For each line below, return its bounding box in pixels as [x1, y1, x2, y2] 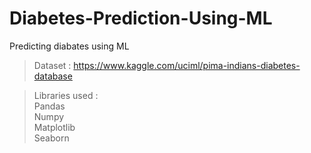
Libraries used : [33, 89, 99, 101]
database [33, 70, 73, 82]
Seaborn [33, 132, 70, 144]
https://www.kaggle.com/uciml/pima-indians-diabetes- [73, 59, 301, 71]
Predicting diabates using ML [9, 40, 130, 52]
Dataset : [33, 59, 72, 71]
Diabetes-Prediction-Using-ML [9, 7, 273, 30]
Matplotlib [33, 121, 76, 133]
